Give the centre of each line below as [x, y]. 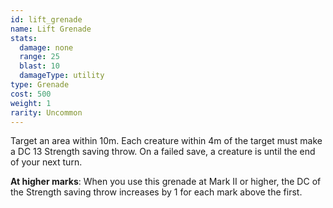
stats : [24, 38]
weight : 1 [31, 103]
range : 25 [39, 57]
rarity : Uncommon [46, 112]
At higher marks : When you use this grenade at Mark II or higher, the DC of [166, 182]
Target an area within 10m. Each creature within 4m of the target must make [166, 141]
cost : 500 [31, 94]
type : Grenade [40, 85]
